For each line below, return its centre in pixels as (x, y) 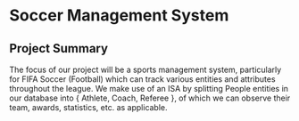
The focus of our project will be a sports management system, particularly (145, 69)
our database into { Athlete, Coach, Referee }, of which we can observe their (150, 98)
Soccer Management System (119, 16)
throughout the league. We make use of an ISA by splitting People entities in (149, 89)
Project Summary (59, 48)
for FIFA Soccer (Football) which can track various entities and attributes (142, 79)
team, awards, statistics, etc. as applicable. (88, 107)
